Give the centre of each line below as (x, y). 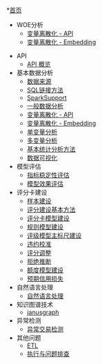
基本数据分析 (35, 73)
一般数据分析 (45, 106)
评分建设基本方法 (51, 210)
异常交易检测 (45, 329)
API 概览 (39, 64)
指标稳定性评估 (48, 175)
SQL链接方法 (45, 90)
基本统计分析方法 (51, 149)
